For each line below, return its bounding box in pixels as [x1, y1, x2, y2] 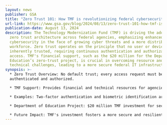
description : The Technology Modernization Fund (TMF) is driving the [5, 30, 155, 35]
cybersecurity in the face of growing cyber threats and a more [9, 40, 146, 45]
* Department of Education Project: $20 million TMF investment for [9, 103, 155, 108]
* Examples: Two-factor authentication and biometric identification [9, 94, 157, 99]
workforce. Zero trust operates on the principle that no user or [9, 44, 150, 49]
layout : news [5, 7, 32, 12]
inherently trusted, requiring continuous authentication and [9, 49, 141, 54]
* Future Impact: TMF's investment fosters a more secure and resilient [9, 112, 164, 117]
